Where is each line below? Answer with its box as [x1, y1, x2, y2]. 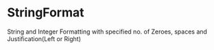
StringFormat [7, 5, 84, 21]
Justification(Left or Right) [7, 34, 81, 42]
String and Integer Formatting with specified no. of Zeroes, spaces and [7, 27, 208, 36]
